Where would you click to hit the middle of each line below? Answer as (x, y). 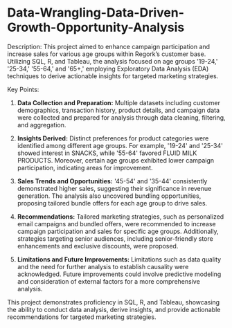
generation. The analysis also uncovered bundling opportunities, (109, 196)
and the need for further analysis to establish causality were (103, 266)
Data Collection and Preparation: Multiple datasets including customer (118, 102)
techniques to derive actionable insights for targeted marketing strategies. (113, 76)
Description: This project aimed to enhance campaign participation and (108, 46)
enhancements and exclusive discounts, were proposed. (98, 246)
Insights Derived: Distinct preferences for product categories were (113, 138)
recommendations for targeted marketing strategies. (82, 317)
